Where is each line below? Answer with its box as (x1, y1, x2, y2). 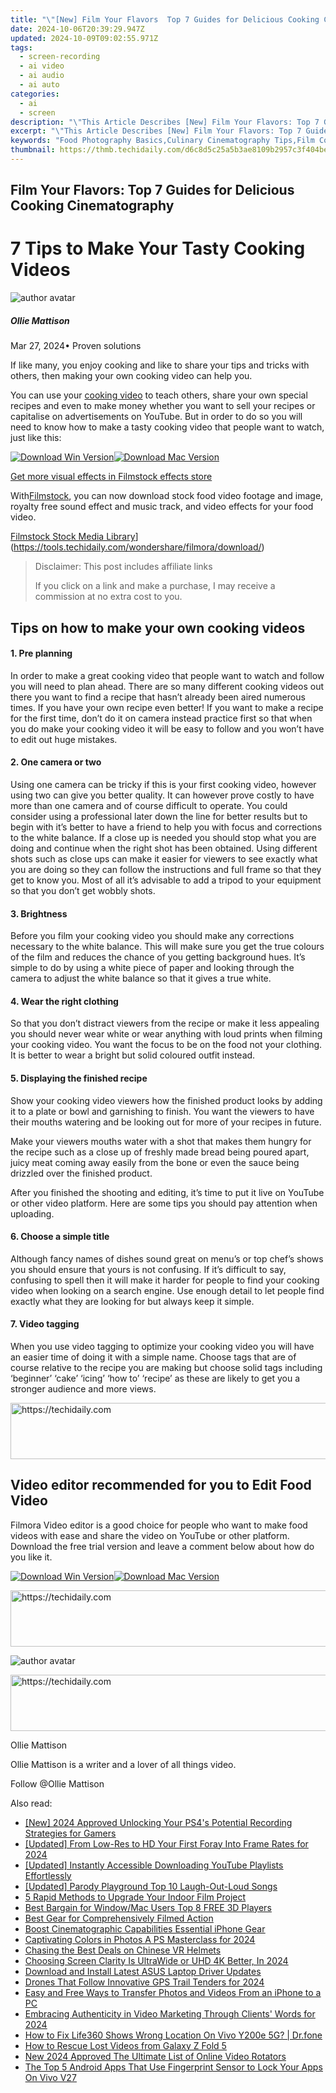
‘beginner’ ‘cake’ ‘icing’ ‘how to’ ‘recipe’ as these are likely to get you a (10, 1372, 301, 1384)
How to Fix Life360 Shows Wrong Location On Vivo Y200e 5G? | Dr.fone (24, 2029, 323, 2041)
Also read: (10, 1797, 53, 1809)
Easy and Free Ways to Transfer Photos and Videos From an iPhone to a (24, 1986, 322, 1998)
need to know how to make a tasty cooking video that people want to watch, (10, 421, 325, 433)
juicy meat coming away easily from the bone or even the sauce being (10, 1156, 300, 1168)
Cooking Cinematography (10, 197, 175, 215)
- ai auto (19, 80, 60, 90)
